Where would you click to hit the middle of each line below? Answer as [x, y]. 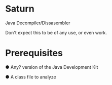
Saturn [20, 9]
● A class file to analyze [31, 77]
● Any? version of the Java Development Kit [52, 67]
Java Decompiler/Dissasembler [38, 23]
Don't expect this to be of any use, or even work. [56, 32]
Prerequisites [34, 53]
